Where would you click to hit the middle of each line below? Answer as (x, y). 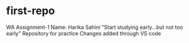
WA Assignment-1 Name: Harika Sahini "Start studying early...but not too (95, 27)
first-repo (31, 11)
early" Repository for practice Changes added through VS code (84, 33)
